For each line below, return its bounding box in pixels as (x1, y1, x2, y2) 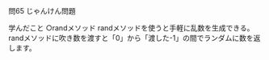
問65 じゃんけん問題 (8, 6, 76, 15)
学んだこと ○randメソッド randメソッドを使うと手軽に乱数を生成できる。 (8, 23, 254, 33)
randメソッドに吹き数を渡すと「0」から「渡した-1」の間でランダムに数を (8, 34, 254, 42)
